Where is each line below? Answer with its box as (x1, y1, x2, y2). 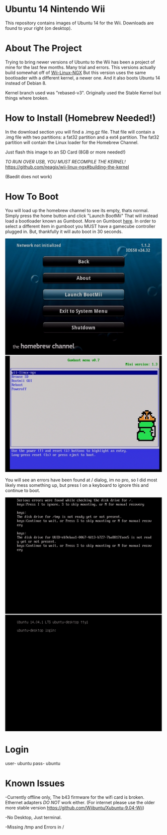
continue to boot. (5, 488, 41, 494)
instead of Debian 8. (5, 80, 47, 86)
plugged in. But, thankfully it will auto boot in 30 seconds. (5, 228, 123, 234)
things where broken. (5, 95, 49, 101)
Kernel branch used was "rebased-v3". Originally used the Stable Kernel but (5, 89, 161, 95)
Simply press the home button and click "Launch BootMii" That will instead (5, 213, 158, 219)
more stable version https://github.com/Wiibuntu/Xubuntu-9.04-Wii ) (5, 805, 145, 811)
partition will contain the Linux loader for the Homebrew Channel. (5, 139, 139, 145)
